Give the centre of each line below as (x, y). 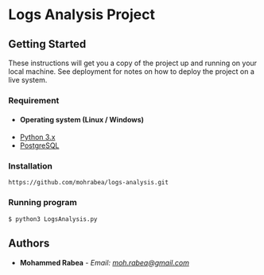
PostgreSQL (39, 145)
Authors (29, 244)
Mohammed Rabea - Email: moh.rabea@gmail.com (104, 262)
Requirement (34, 100)
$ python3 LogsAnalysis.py (53, 219)
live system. (28, 80)
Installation (31, 166)
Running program (43, 203)
